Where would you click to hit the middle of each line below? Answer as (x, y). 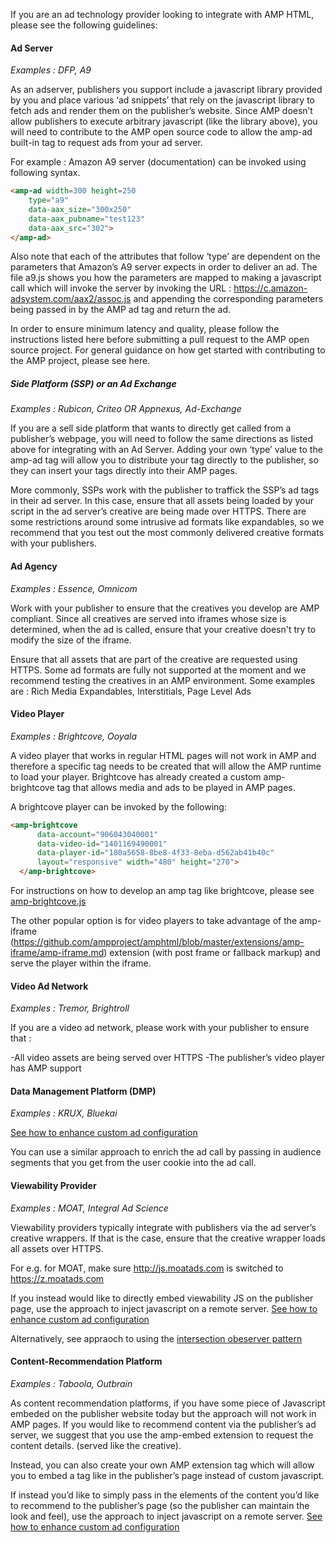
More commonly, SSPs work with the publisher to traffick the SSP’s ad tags (165, 490)
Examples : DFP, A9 (51, 70)
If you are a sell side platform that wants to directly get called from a (151, 428)
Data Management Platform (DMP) (83, 1091)
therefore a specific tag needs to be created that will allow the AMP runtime (166, 766)
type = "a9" (49, 200)
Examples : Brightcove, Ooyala (73, 736)
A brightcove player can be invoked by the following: (118, 806)
